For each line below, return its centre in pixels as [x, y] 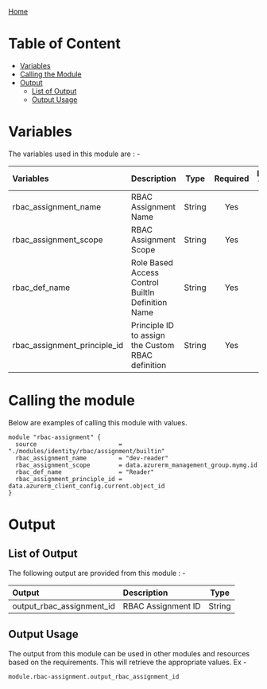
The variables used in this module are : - [74, 154]
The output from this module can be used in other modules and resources [129, 653]
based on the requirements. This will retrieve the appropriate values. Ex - [128, 662]
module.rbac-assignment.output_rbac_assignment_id [94, 676]
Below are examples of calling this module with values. [98, 422]
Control [145, 282]
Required [232, 178]
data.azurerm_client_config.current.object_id [87, 486]
